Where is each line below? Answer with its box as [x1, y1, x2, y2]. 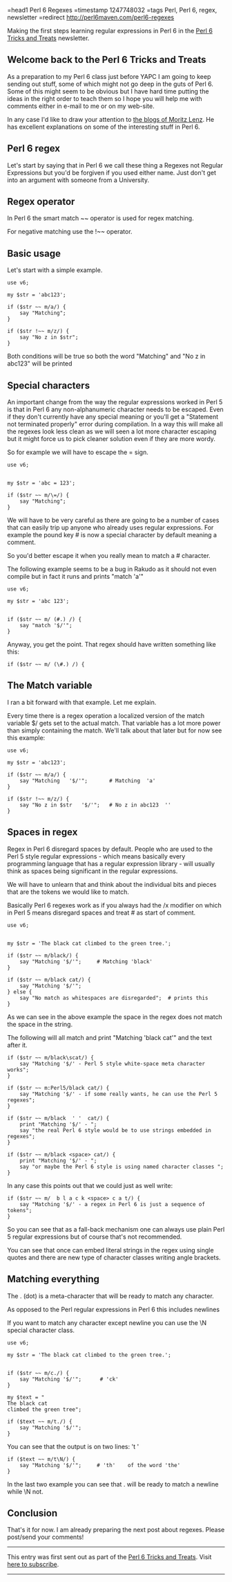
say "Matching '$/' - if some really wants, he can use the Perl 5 [19, 1090, 217, 1097]
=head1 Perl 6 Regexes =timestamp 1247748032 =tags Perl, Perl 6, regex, [7, 6, 217, 14]
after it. [7, 1041, 28, 1049]
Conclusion [7, 1507, 58, 1519]
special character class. [7, 1326, 75, 1334]
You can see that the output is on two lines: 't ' [7, 1442, 139, 1450]
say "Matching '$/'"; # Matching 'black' [19, 958, 153, 965]
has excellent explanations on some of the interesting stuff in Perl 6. [7, 123, 200, 131]
